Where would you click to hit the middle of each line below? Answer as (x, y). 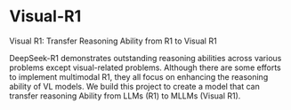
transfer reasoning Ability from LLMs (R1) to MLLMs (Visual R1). (125, 96)
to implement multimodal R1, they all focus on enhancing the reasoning (139, 76)
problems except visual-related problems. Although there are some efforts (145, 67)
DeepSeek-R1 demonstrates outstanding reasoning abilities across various (145, 58)
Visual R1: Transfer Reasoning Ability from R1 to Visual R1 (113, 41)
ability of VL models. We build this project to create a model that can (134, 86)
